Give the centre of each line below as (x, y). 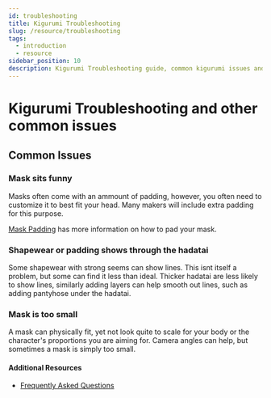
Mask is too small (43, 314)
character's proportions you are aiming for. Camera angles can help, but (128, 341)
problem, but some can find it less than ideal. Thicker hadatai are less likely (133, 276)
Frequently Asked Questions (67, 386)
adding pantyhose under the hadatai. (70, 293)
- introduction (41, 46)
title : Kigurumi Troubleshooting (65, 23)
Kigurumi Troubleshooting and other (133, 108)
